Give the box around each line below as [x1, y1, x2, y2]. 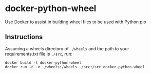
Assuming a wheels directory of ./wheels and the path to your [5, 45, 130, 51]
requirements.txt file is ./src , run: [5, 51, 73, 57]
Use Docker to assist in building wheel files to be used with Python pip [5, 19, 147, 25]
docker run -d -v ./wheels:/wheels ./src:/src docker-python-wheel [5, 64, 145, 69]
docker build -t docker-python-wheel [5, 60, 82, 65]
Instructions [5, 33, 43, 41]
